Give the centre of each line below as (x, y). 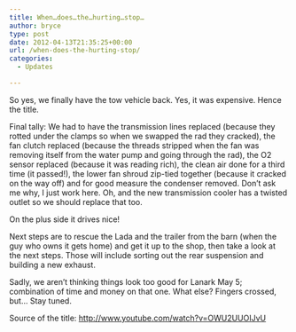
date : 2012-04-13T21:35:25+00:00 (71, 42)
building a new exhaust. (52, 265)
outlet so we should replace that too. (76, 202)
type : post (29, 34)
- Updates (35, 67)
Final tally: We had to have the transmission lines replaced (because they (142, 126)
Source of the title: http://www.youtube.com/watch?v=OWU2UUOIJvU (138, 318)
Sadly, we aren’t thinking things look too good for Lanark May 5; (126, 281)
